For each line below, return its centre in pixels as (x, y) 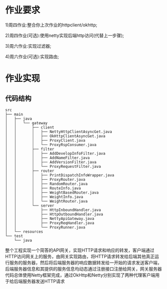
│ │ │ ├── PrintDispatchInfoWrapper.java (60, 175)
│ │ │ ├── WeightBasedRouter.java (52, 192)
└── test (14, 236)
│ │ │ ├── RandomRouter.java (46, 184)
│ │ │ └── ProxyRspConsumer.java (51, 144)
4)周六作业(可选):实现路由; (32, 56)
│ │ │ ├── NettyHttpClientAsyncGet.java (59, 132)
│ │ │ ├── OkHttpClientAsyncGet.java (55, 136)
